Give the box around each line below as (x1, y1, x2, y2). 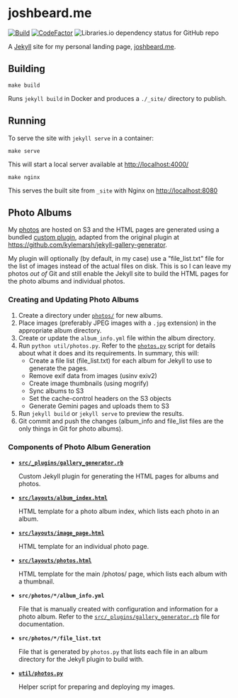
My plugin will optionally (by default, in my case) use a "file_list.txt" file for (8, 254, 225, 263)
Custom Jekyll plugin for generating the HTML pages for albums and (18, 471, 219, 480)
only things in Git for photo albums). (18, 424, 123, 433)
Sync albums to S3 (28, 386, 84, 395)
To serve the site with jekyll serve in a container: (8, 134, 154, 142)
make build (8, 82, 40, 89)
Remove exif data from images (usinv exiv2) (28, 371, 158, 380)
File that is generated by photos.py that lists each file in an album (18, 647, 208, 655)
